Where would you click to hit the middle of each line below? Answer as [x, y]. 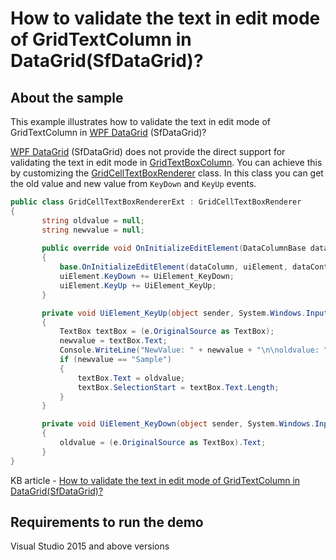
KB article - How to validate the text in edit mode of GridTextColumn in [155, 480]
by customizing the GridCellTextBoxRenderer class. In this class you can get [167, 173]
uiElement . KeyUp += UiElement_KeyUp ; [138, 285]
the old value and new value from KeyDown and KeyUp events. [133, 183]
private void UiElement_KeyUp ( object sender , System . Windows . [174, 313]
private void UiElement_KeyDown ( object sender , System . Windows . [178, 424]
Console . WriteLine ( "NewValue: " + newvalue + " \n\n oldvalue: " [194, 350]
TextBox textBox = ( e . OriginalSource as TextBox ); [167, 332]
